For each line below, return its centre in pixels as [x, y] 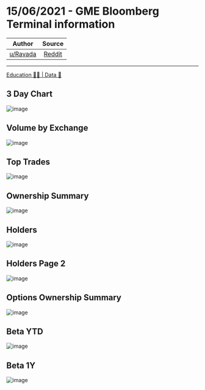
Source [53, 43]
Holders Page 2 [36, 264]
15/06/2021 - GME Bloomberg [83, 11]
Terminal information [61, 24]
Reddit [53, 54]
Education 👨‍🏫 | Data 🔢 [34, 75]
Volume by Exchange [47, 128]
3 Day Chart [30, 94]
